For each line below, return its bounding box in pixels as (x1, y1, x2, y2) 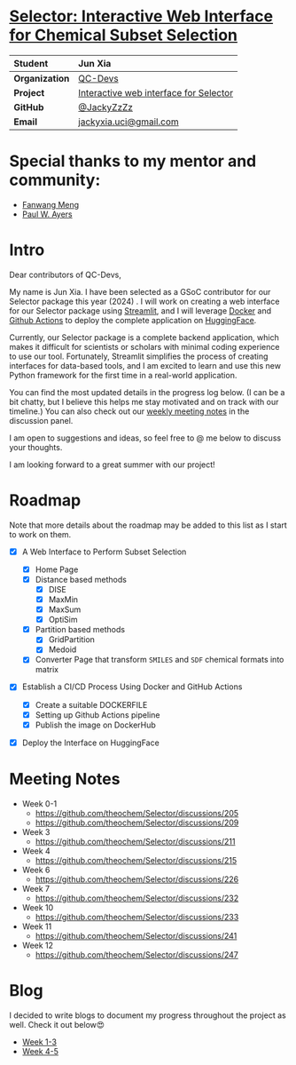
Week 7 (21, 883, 51, 894)
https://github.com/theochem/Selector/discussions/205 (35, 807, 239, 818)
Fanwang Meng (21, 199, 80, 210)
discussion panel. (9, 415, 74, 425)
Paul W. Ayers (21, 209, 73, 219)
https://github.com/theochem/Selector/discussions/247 (35, 949, 239, 960)
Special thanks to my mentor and (9, 151, 257, 171)
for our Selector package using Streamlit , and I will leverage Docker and (9, 305, 272, 316)
